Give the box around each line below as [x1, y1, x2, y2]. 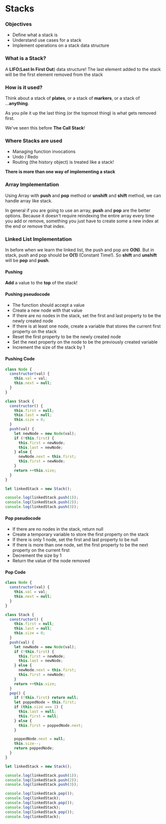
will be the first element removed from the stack [5, 71, 103, 77]
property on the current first [12, 547, 70, 553]
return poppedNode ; [14, 746, 55, 751]
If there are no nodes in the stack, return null [12, 526, 104, 532]
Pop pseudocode [5, 515, 41, 521]
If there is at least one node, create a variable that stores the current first [12, 323, 161, 329]
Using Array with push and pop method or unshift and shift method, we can [5, 192, 161, 199]
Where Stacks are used [5, 137, 63, 144]
